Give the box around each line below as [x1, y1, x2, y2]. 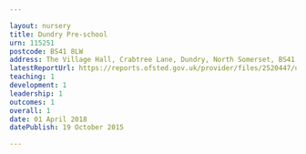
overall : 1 [9, 106, 51, 115]
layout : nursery [9, 21, 71, 30]
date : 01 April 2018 [9, 115, 88, 124]
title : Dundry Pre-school [9, 29, 107, 39]
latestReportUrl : [9, 64, 76, 73]
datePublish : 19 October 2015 [9, 123, 125, 132]
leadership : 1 [9, 88, 64, 98]
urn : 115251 [9, 38, 55, 47]
